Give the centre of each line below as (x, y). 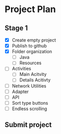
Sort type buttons (30, 103)
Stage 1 (16, 28)
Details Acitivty (35, 80)
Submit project (28, 125)
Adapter (20, 92)
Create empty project (34, 40)
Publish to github (29, 46)
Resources (30, 63)
